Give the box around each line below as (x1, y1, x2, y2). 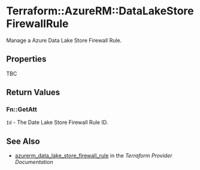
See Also (6, 136, 40, 146)
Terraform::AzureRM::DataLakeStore (6, 4, 194, 18)
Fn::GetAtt (6, 105, 37, 114)
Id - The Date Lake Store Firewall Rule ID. (6, 119, 108, 126)
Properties (6, 54, 47, 64)
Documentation (14, 159, 53, 166)
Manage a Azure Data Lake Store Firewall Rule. (6, 37, 122, 44)
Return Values (6, 87, 60, 98)
